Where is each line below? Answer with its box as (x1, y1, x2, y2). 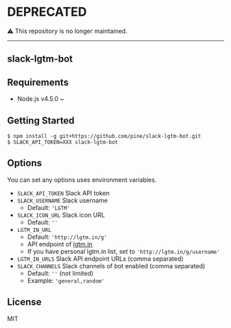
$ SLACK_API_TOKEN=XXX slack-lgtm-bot (7, 139, 118, 145)
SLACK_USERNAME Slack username (16, 196, 108, 204)
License (7, 296, 42, 308)
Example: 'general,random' (27, 276, 105, 285)
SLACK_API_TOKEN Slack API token (16, 189, 110, 197)
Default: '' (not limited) (27, 269, 94, 277)
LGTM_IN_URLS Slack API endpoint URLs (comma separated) (16, 255, 184, 263)
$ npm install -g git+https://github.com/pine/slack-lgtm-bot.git (7, 132, 201, 139)
